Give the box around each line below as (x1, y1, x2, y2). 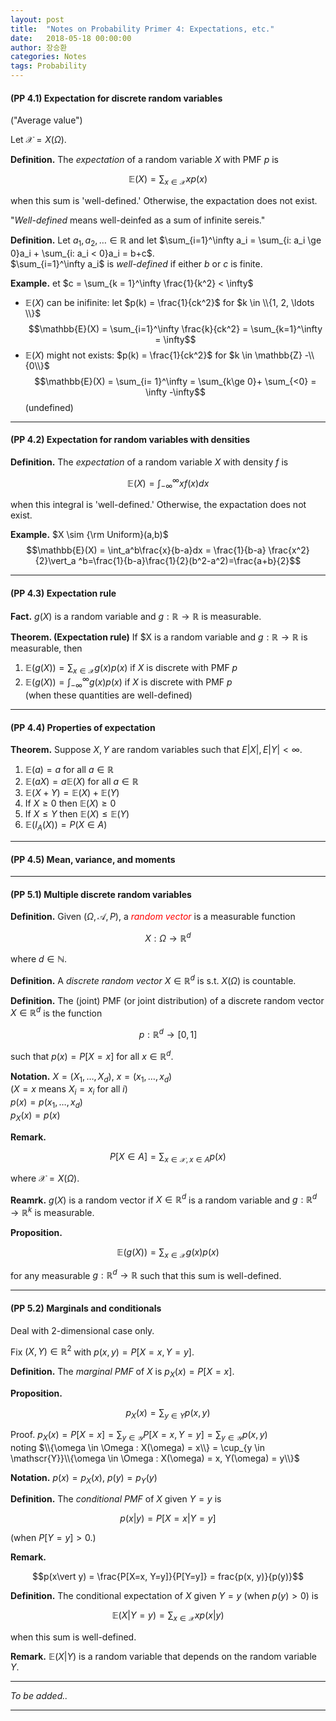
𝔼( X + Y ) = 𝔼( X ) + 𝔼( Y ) (24, 787, 120, 799)
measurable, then (10, 642, 83, 654)
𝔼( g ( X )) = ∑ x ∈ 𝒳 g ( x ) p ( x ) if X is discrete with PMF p (24, 661, 238, 676)
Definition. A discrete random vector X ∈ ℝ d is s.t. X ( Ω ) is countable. (10, 972, 297, 986)
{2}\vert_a (34, 555, 77, 567)
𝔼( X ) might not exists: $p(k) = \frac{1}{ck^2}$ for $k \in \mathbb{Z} (24, 349, 303, 361)
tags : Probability (10, 61, 87, 71)
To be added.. (10, 1690, 68, 1702)
